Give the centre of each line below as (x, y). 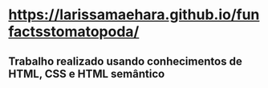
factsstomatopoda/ (74, 32)
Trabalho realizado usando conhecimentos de (125, 61)
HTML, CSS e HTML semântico (87, 74)
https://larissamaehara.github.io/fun (134, 15)
